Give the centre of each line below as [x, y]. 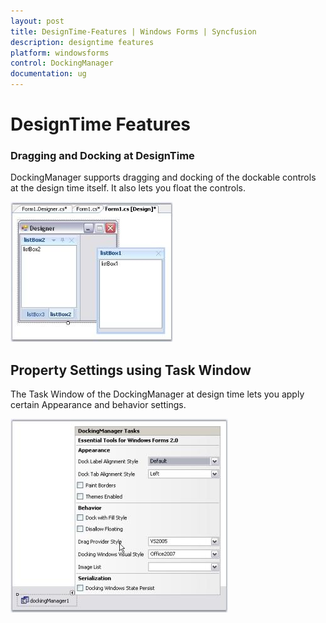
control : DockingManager [62, 63]
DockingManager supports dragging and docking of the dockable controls [163, 177]
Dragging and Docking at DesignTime [102, 156]
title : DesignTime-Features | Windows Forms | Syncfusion [133, 31]
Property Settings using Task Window [131, 370]
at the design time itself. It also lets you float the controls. [128, 188]
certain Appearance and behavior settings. [98, 405]
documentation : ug [48, 74]
